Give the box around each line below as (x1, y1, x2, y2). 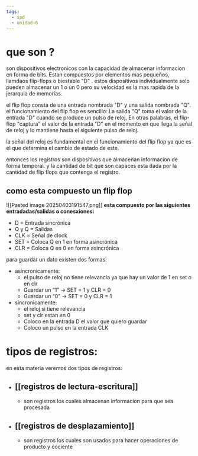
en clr (23, 280, 38, 288)
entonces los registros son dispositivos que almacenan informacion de (6, 156, 178, 163)
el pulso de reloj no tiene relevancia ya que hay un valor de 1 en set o (23, 274, 192, 281)
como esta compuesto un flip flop (6, 186, 133, 196)
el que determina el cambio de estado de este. (6, 145, 119, 152)
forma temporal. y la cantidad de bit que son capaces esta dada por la (6, 162, 177, 170)
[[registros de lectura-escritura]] (14, 382, 138, 392)
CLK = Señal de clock (14, 232, 68, 239)
